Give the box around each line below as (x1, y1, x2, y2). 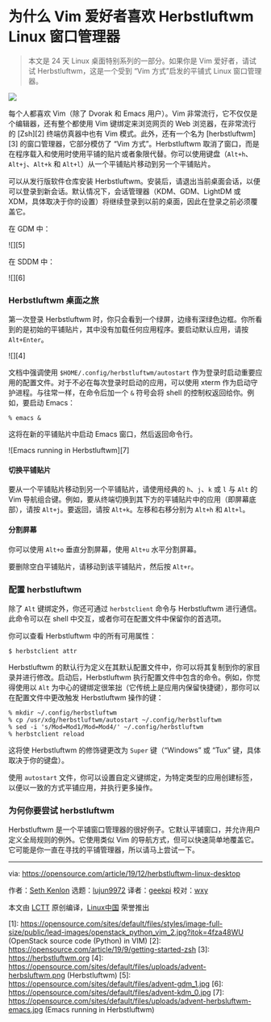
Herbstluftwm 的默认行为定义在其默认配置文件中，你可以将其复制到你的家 (8, 662, 254, 672)
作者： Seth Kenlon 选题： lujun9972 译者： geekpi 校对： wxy (8, 885, 208, 895)
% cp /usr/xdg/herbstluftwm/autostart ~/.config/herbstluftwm (8, 715, 222, 724)
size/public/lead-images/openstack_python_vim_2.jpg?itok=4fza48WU (8, 927, 244, 937)
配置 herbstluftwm (8, 583, 82, 595)
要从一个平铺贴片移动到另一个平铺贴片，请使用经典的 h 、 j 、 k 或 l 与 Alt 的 (8, 485, 258, 494)
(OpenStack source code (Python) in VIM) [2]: (8, 936, 161, 946)
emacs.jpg (8, 1005, 44, 1015)
